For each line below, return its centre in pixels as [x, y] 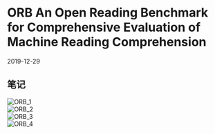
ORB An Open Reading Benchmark [108, 13]
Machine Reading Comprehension [107, 42]
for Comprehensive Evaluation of [104, 27]
